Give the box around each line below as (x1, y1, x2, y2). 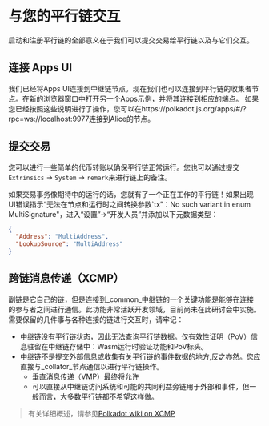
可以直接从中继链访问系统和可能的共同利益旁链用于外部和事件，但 (31, 381, 250, 391)
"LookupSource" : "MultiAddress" (15, 240, 124, 248)
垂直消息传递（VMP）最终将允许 (31, 372, 139, 381)
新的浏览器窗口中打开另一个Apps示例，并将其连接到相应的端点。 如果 (29, 94, 259, 103)
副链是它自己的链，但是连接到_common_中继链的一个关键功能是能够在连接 (8, 294, 255, 304)
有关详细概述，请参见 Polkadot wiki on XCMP (27, 408, 175, 418)
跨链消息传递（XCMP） (8, 271, 125, 285)
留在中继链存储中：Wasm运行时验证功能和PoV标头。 (34, 341, 208, 351)
